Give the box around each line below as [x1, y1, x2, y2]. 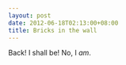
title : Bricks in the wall [8, 26, 97, 34]
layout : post [8, 11, 52, 20]
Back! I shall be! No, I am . [8, 48, 91, 58]
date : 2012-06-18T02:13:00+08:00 [8, 19, 119, 27]
